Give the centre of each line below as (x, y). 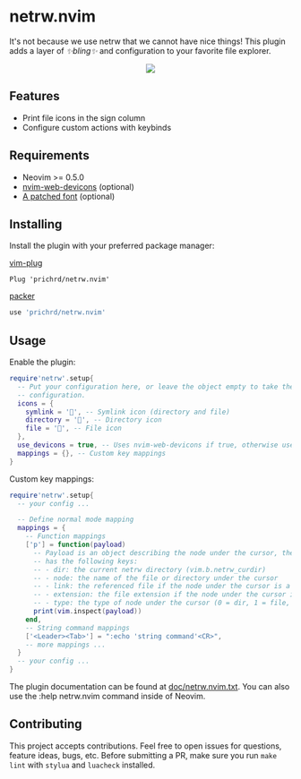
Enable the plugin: (43, 362)
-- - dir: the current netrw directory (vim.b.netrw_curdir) (150, 569)
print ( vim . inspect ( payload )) (87, 612)
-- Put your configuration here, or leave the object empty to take (148, 387)
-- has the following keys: (86, 561)
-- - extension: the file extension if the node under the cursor (159, 595)
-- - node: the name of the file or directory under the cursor (155, 578)
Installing (36, 224)
